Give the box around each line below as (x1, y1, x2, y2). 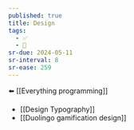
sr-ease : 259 (8, 64, 52, 72)
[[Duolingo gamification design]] (19, 112, 127, 122)
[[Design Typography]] (19, 104, 96, 114)
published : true (8, 11, 62, 20)
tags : (8, 26, 26, 34)
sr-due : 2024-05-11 (8, 49, 73, 57)
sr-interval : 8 (8, 57, 59, 65)
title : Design (8, 19, 56, 27)
